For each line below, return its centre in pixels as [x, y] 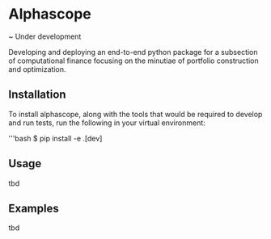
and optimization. [37, 69]
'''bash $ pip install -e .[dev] [55, 138]
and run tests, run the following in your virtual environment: [107, 123]
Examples [34, 208]
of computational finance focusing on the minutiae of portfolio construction [133, 61]
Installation [37, 95]
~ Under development [45, 36]
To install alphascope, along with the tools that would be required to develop [135, 114]
